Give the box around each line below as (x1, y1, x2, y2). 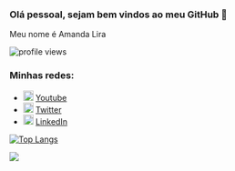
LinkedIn (35, 116, 68, 126)
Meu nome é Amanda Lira (9, 29, 107, 40)
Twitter (35, 104, 62, 115)
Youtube (35, 92, 67, 103)
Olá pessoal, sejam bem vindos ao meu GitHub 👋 (9, 8, 228, 21)
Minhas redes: (9, 69, 75, 82)
